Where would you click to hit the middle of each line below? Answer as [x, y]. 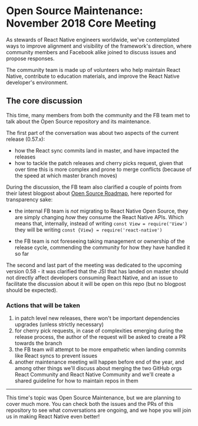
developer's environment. [37, 82]
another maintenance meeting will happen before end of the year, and [99, 362]
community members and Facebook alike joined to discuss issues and [91, 52]
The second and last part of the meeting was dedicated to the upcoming [94, 265]
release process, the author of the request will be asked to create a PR [100, 337]
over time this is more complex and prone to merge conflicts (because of [103, 169]
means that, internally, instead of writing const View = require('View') [101, 223]
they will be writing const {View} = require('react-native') [88, 229]
